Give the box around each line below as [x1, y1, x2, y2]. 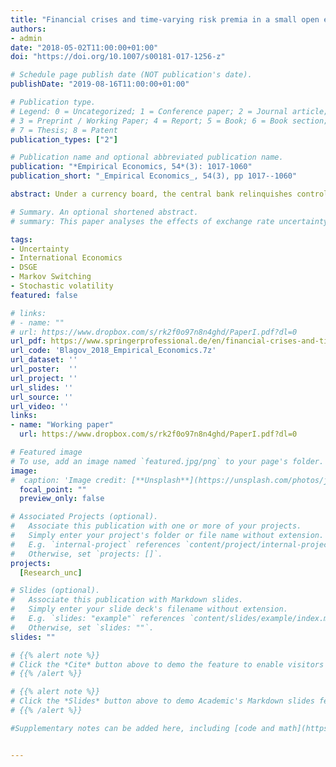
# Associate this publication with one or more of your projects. [10, 521, 302, 531]
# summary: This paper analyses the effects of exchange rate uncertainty [10, 216, 329, 226]
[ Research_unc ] [19, 567, 83, 578]
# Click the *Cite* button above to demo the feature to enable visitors [10, 659, 325, 670]
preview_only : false [19, 494, 105, 504]
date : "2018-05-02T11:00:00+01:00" [10, 42, 159, 53]
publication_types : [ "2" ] [10, 134, 118, 145]
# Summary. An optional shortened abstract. [10, 207, 199, 217]
